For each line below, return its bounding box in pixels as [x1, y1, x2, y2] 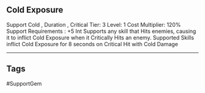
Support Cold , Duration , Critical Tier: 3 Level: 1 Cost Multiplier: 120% [6, 21, 181, 28]
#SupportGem [6, 80, 42, 87]
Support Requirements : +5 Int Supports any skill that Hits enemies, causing [6, 27, 196, 35]
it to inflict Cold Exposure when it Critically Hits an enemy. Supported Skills [6, 33, 194, 41]
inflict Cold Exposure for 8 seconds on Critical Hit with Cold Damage [6, 40, 178, 47]
